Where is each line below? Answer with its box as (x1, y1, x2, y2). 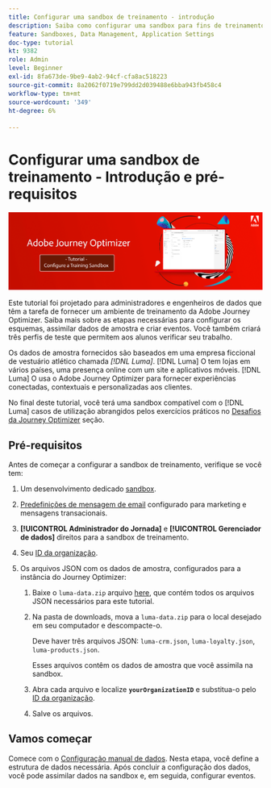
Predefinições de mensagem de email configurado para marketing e (19, 500, 247, 510)
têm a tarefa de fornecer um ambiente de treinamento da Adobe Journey (8, 306, 251, 316)
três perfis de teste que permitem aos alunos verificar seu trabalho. (8, 332, 232, 342)
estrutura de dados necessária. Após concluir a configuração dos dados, (8, 762, 252, 772)
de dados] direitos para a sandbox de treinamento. (19, 532, 190, 542)
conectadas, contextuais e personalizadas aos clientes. (8, 382, 193, 392)
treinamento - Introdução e (8, 168, 193, 186)
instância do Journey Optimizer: (19, 573, 127, 582)
